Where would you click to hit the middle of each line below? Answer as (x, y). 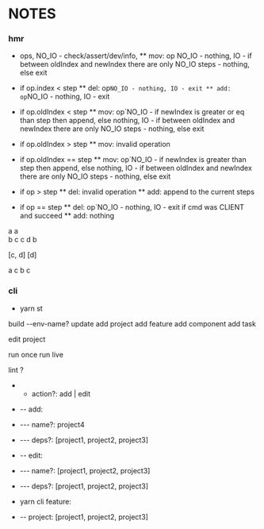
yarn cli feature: (45, 501)
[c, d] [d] (23, 255)
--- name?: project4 (52, 424)
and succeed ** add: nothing (67, 216)
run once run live (36, 354)
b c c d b (23, 240)
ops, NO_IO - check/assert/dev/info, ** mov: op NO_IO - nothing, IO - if (136, 56)
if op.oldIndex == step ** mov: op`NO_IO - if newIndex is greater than (133, 160)
